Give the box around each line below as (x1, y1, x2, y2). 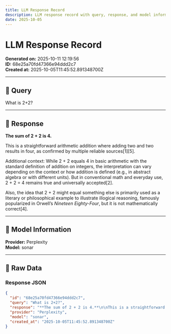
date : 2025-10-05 (5, 17, 42, 22)
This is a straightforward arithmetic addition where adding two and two (5, 142, 154, 148)
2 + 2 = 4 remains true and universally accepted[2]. (5, 179, 113, 186)
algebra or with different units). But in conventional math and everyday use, (5, 174, 163, 180)
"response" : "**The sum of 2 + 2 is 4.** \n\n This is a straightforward (10, 305, 165, 310)
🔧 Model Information (5, 225, 71, 234)
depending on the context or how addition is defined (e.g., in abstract (5, 169, 151, 175)
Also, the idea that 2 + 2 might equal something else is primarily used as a (5, 189, 160, 195)
